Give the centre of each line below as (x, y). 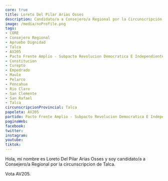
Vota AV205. (18, 174)
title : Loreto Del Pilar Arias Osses (44, 14)
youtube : (14, 140)
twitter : (14, 130)
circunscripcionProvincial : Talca (41, 107)
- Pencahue (16, 84)
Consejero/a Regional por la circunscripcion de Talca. (60, 164)
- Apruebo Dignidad (25, 42)
